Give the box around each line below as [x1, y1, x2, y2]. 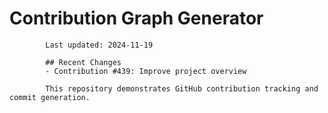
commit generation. [9, 92, 91, 102]
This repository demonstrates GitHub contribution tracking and [45, 83, 319, 94]
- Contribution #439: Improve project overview [45, 66, 247, 76]
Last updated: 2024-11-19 [45, 40, 154, 50]
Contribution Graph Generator [9, 7, 264, 30]
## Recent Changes [45, 57, 122, 67]
